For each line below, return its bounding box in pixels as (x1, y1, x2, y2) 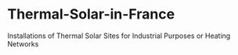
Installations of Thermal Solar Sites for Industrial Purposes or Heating (7, 31, 231, 40)
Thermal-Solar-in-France (7, 5, 175, 23)
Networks (7, 39, 39, 48)
